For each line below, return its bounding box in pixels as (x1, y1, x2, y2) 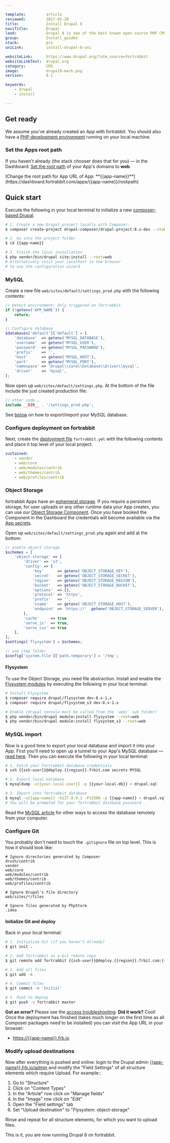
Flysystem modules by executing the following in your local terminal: (5, 681, 148, 687)
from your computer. (5, 815, 48, 821)
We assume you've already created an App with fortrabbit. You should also (5, 128, 161, 135)
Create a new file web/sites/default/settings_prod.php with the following (5, 288, 159, 294)
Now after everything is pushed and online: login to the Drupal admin (5, 1059, 149, 1065)
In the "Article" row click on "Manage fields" (12, 1091, 105, 1097)
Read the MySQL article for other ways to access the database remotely (5, 809, 155, 815)
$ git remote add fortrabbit (5, 958, 67, 963)
